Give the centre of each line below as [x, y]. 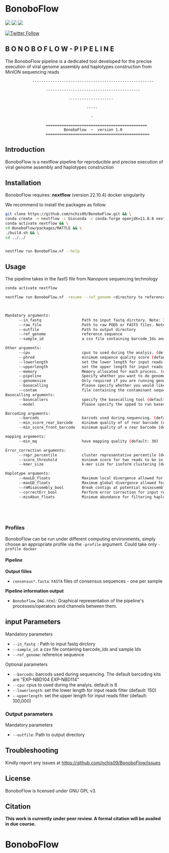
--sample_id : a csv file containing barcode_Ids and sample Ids [77, 649]
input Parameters [33, 622]
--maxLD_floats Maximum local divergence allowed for [91, 478]
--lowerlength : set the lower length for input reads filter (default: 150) [84, 690]
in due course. [21, 824]
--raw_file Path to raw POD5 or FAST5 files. [86, 325]
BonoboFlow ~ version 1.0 [93, 130]
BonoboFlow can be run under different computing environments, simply [80, 539]
